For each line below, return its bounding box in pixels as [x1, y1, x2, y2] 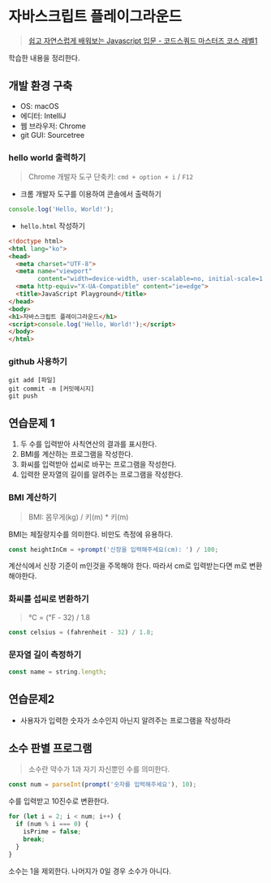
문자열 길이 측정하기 [8, 648, 82, 660]
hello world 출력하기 [8, 152, 87, 163]
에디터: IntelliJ [19, 110, 67, 120]
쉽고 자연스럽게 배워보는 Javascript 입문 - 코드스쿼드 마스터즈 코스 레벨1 [28, 36, 258, 45]
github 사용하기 [8, 356, 67, 368]
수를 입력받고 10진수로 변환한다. [8, 796, 110, 806]
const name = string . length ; [8, 667, 107, 676]
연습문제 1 [8, 416, 55, 430]
